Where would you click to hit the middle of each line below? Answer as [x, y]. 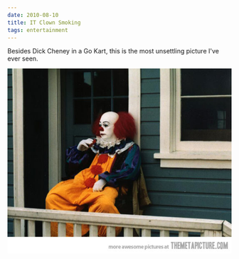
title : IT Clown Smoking [44, 22]
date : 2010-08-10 [33, 15]
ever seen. [23, 59]
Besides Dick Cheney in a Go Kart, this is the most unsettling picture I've [113, 51]
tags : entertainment [38, 30]
